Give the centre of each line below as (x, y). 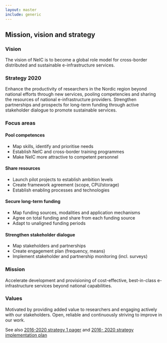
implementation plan (26, 335)
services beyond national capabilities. (73, 285)
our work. (15, 320)
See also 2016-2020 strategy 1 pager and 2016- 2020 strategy (69, 329)
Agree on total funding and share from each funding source (74, 218)
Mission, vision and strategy (50, 35)
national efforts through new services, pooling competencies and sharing (80, 94)
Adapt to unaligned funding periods (49, 223)
